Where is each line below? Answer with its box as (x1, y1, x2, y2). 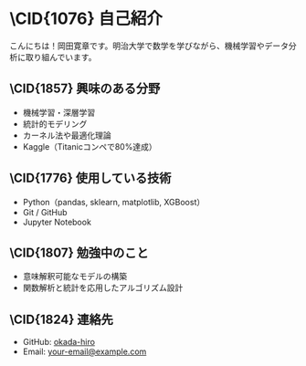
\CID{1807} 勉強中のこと (9, 245, 149, 260)
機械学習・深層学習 (22, 107, 96, 118)
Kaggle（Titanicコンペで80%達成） (22, 141, 157, 152)
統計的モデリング (22, 118, 88, 129)
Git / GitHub (22, 206, 68, 217)
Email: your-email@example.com (22, 346, 147, 357)
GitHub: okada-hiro (22, 337, 96, 348)
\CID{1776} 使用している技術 (9, 171, 172, 186)
